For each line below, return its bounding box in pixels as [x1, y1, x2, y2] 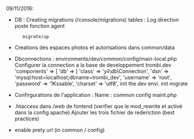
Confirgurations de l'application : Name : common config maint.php [14, 92, 177, 98]
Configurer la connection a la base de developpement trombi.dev [14, 61, 172, 68]
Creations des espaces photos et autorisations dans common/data [14, 44, 175, 51]
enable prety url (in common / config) [14, 127, 105, 133]
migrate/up [22, 34, 49, 40]
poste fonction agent [14, 23, 65, 29]
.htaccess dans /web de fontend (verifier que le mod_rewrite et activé [14, 103, 183, 110]
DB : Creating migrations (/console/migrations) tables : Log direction [14, 16, 179, 23]
